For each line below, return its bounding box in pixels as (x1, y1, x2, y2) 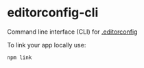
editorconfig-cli (7, 5, 99, 21)
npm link (7, 54, 32, 61)
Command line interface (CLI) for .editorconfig (7, 27, 138, 36)
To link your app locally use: (7, 41, 86, 49)
